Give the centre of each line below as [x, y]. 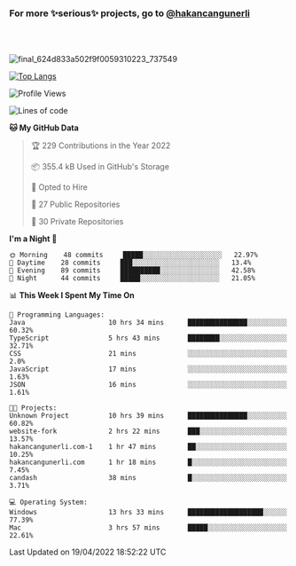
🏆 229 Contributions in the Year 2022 [101, 145]
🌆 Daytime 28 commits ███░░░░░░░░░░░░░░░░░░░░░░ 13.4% [130, 263]
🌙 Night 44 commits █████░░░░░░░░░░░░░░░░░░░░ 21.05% [132, 279]
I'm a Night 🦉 [33, 239]
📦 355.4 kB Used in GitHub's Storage [100, 167]
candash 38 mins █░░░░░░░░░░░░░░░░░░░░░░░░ [148, 478]
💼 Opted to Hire [59, 187]
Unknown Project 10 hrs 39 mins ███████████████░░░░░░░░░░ [148, 416]
